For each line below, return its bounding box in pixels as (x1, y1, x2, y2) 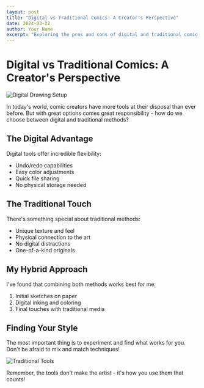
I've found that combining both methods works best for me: (6, 280, 156, 288)
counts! (6, 376, 26, 383)
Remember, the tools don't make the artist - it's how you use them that (6, 369, 184, 376)
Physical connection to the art (15, 233, 91, 241)
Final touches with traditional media (15, 305, 105, 312)
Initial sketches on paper (15, 292, 78, 299)
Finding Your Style (6, 323, 78, 333)
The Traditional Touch (6, 199, 92, 210)
